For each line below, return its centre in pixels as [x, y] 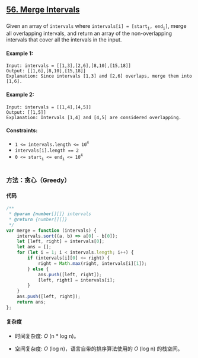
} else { [38, 269]
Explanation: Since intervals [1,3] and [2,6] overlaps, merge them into [99, 76]
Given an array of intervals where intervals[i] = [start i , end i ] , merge [96, 27]
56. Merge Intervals [43, 10]
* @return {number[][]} [38, 219]
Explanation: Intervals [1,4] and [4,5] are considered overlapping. [94, 117]
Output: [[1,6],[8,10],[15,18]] [46, 71]
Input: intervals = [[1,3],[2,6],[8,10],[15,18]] [69, 66]
